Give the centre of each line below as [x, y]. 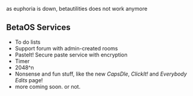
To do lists [28, 42]
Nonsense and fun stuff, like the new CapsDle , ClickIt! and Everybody [101, 74]
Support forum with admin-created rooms [66, 48]
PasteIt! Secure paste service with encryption [71, 55]
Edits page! [29, 80]
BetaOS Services [38, 27]
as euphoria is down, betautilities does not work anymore [77, 9]
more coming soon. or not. [48, 86]
